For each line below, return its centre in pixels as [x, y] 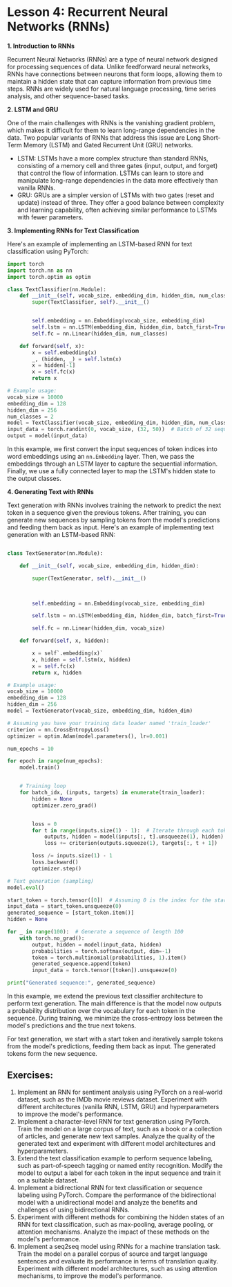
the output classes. [35, 479]
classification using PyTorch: [48, 251]
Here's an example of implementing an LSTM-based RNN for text [100, 244]
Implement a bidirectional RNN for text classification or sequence [110, 1187]
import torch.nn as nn [40, 271]
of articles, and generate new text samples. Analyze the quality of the [116, 1136]
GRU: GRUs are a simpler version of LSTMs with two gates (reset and [116, 195]
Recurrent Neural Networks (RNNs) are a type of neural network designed [113, 59]
